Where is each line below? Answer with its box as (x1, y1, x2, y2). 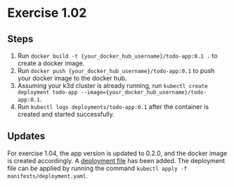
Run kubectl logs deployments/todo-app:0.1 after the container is (17, 103, 209, 110)
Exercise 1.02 (7, 5, 87, 21)
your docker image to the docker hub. (17, 74, 127, 82)
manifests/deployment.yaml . (7, 171, 89, 180)
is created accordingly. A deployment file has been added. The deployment (7, 156, 226, 165)
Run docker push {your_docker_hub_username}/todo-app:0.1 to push (17, 67, 215, 75)
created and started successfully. (17, 110, 115, 118)
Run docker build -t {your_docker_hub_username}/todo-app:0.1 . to (17, 51, 218, 60)
